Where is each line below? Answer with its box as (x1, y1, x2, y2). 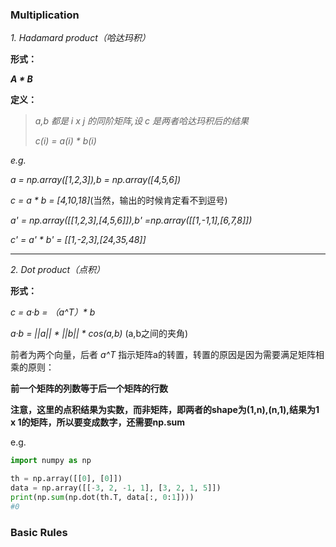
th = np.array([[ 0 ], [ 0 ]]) (10, 474, 123, 484)
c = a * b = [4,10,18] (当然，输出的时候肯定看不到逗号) (10, 194, 228, 207)
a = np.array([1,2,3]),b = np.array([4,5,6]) (10, 174, 182, 186)
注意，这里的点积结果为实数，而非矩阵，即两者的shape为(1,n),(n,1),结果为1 (10, 404, 320, 416)
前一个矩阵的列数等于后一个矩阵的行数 (10, 383, 168, 395)
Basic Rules (10, 525, 68, 539)
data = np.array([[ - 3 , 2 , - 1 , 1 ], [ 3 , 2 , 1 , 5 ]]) (10, 483, 222, 493)
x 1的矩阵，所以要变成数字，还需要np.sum (10, 416, 186, 428)
